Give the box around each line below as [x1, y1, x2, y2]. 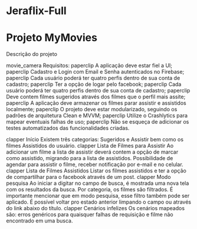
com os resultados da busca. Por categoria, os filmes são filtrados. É [6, 186, 173, 193]
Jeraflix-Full [6, 4, 67, 18]
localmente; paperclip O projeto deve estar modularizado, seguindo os [6, 106, 178, 113]
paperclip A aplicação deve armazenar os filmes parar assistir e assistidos [6, 99, 187, 107]
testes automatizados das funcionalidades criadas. [6, 125, 130, 132]
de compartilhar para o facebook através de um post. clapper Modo [6, 174, 171, 181]
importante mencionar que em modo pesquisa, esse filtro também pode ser [6, 193, 190, 200]
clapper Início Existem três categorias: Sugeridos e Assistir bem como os [6, 136, 184, 143]
